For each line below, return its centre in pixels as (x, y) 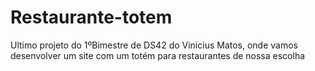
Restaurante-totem (91, 17)
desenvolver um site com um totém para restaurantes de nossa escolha (158, 55)
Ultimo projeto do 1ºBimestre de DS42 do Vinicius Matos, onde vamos (154, 45)
